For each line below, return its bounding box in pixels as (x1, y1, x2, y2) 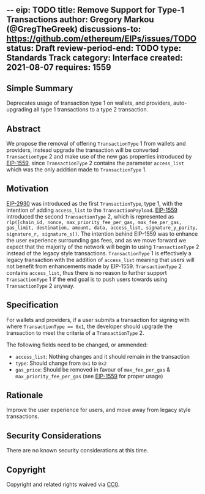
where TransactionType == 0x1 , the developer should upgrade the (6, 323, 173, 330)
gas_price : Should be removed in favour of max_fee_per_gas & (15, 365, 171, 373)
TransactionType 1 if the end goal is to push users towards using (6, 275, 168, 283)
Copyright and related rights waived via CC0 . (6, 481, 120, 488)
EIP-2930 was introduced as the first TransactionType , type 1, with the (6, 200, 182, 207)
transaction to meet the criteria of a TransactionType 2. (6, 329, 144, 336)
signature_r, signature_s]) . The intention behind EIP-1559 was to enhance (6, 230, 198, 238)
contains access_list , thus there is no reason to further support (6, 269, 167, 276)
